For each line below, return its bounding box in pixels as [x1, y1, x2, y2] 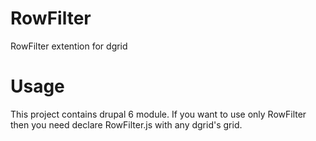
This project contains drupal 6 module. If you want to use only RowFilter [10, 108, 307, 120]
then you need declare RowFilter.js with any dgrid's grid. [10, 118, 243, 131]
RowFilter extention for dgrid [10, 40, 128, 52]
